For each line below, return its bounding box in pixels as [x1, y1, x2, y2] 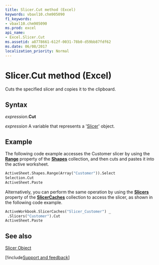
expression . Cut [5, 114, 36, 120]
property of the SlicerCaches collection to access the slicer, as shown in [5, 194, 153, 200]
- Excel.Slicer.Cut [5, 35, 45, 40]
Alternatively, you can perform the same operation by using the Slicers [5, 189, 149, 195]
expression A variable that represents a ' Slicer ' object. [5, 123, 115, 129]
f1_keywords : [5, 16, 32, 21]
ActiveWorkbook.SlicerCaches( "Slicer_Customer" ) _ [5, 209, 111, 214]
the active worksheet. [5, 161, 49, 167]
